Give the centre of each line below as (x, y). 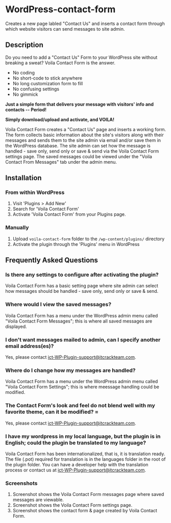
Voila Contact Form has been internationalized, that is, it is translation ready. (85, 454)
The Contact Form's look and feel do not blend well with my (80, 406)
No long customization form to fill (48, 83)
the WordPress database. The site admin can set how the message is (78, 145)
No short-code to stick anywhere (47, 78)
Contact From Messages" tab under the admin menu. (61, 162)
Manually (17, 228)
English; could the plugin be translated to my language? (76, 442)
